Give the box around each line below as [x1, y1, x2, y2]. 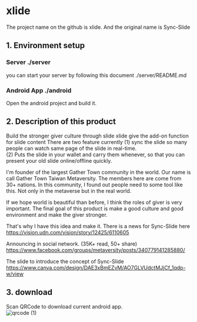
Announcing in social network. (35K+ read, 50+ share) [6, 240, 138, 247]
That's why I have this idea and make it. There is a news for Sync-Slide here [6, 222, 190, 230]
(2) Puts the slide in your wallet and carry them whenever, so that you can [6, 151, 185, 158]
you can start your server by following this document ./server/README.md [6, 72, 187, 79]
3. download [6, 287, 53, 297]
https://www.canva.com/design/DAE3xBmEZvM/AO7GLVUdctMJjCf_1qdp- [6, 264, 186, 271]
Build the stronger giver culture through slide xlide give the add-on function [6, 132, 189, 139]
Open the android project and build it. [6, 99, 97, 106]
